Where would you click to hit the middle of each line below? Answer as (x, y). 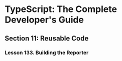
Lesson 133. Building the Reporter (47, 52)
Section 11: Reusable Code (47, 38)
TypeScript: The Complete (61, 9)
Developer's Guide (44, 20)
